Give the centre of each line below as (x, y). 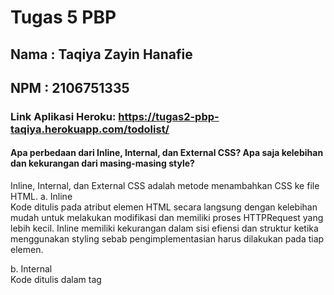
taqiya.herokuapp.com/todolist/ (90, 129)
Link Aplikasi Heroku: (63, 116)
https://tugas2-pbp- (169, 116)
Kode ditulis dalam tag (56, 280)
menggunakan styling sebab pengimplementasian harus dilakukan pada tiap (167, 239)
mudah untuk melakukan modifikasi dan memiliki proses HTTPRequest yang (167, 218)
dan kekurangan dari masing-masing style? (102, 163)
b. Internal (31, 269)
